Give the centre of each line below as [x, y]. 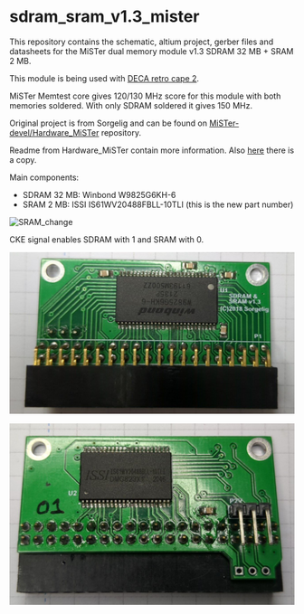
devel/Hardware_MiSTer [54, 132]
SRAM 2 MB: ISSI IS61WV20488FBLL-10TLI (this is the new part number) [158, 204]
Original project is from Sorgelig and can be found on [109, 123]
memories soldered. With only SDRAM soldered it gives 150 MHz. [131, 105]
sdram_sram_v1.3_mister [104, 17]
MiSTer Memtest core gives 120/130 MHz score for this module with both [145, 96]
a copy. [23, 159]
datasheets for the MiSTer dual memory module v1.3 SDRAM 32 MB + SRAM [152, 51]
